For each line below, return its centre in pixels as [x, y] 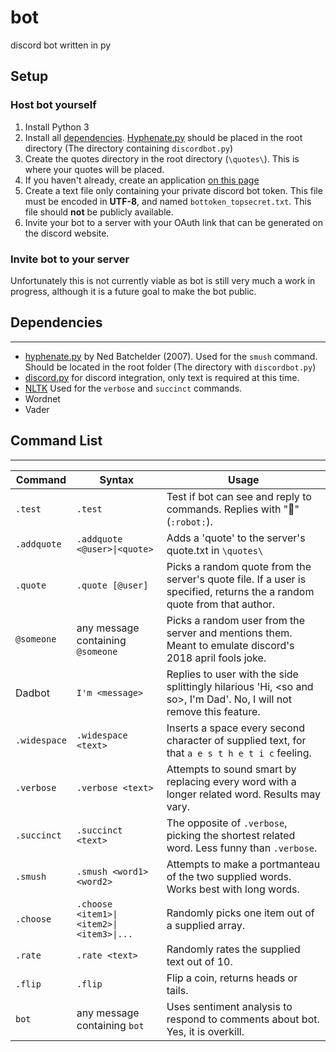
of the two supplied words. [229, 876]
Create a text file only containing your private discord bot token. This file [173, 190]
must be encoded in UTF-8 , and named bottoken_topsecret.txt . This [168, 201]
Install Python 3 [57, 127]
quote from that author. [221, 604]
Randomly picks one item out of [240, 913]
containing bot [110, 1025]
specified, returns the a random [240, 591]
